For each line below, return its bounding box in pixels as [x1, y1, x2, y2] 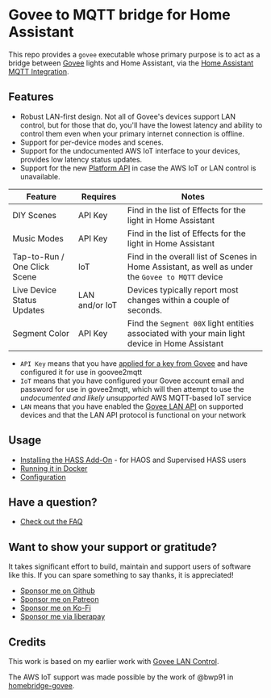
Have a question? [8, 495, 98, 509]
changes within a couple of [127, 294, 230, 305]
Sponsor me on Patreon [19, 595, 99, 604]
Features [8, 90, 54, 104]
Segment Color [12, 327, 70, 338]
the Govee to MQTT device [127, 271, 223, 282]
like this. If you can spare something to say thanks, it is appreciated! [8, 570, 234, 580]
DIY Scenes [12, 209, 56, 221]
